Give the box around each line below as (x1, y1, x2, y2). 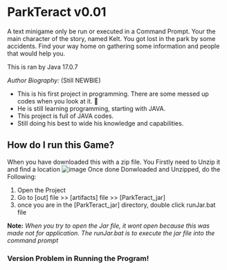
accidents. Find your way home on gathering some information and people (7, 42, 220, 50)
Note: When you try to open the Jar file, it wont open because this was (7, 221, 210, 230)
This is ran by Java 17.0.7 (7, 62, 78, 71)
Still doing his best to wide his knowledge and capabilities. (17, 119, 184, 127)
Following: (7, 172, 37, 180)
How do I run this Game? (7, 140, 115, 151)
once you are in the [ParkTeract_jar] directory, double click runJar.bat (17, 201, 216, 209)
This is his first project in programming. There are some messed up (17, 90, 209, 98)
